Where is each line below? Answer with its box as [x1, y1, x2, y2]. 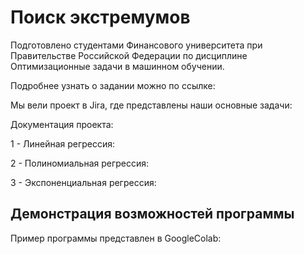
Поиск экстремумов [10, 6, 191, 29]
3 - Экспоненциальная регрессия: [10, 176, 157, 188]
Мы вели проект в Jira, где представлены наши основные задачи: [10, 99, 293, 111]
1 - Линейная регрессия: [10, 137, 116, 150]
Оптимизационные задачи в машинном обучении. [10, 60, 225, 72]
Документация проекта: [10, 118, 114, 130]
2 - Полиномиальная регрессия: [10, 157, 150, 169]
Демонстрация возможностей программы [10, 206, 295, 223]
